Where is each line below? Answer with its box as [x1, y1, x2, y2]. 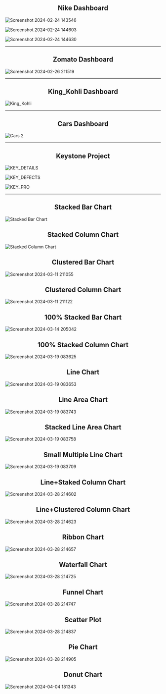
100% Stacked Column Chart [37, 340, 129, 349]
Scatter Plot [64, 615, 102, 624]
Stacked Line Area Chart [44, 423, 122, 431]
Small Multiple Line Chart [43, 450, 123, 459]
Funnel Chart [62, 588, 104, 596]
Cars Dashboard [57, 119, 109, 128]
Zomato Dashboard [52, 55, 114, 64]
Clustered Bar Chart [51, 258, 115, 267]
